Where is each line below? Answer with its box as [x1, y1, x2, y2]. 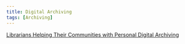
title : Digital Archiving [6, 8, 72, 15]
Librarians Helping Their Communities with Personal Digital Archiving [6, 31, 180, 38]
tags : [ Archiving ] [6, 14, 53, 20]
